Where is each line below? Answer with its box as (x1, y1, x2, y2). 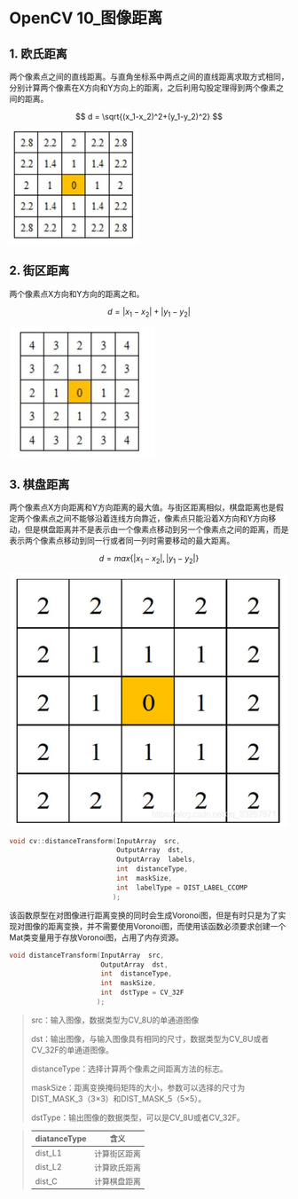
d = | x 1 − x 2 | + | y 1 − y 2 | (107, 306, 191, 319)
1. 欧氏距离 (9, 46, 68, 61)
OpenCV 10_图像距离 (9, 8, 163, 28)
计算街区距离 (94, 1148, 142, 1158)
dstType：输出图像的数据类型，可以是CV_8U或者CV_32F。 (30, 1112, 246, 1123)
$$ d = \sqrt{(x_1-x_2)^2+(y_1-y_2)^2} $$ (74, 112, 223, 121)
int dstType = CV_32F (100, 988, 184, 998)
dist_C (35, 1176, 58, 1187)
